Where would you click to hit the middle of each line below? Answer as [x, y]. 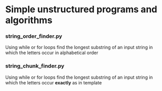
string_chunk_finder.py [35, 66]
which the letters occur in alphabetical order [52, 53]
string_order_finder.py [34, 36]
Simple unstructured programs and [81, 9]
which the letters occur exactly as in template [54, 82]
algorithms [29, 20]
